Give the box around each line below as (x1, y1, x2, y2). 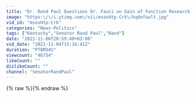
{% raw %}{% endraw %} (6, 85, 69, 92)
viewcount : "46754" (6, 52, 54, 58)
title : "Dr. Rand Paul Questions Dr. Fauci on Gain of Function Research (6, 8, 191, 15)
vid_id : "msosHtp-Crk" (6, 19, 62, 25)
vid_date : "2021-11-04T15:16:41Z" (6, 42, 91, 48)
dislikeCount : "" (6, 63, 49, 69)
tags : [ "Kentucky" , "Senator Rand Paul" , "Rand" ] (6, 31, 125, 36)
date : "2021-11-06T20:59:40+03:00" (6, 36, 93, 42)
